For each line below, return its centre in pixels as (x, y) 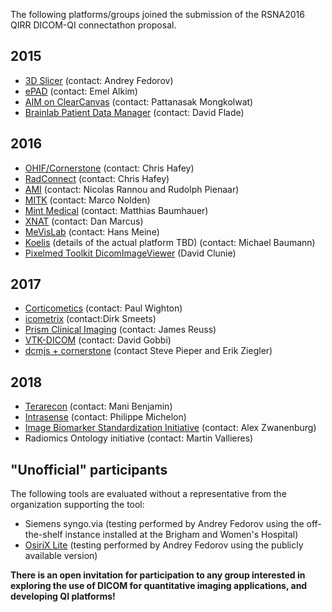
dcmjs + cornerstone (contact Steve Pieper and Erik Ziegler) (148, 351)
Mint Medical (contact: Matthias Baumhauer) (116, 210)
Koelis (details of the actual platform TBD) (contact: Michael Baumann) (170, 242)
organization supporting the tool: (77, 505)
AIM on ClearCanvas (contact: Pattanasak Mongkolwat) (139, 101)
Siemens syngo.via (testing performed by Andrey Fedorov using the (164, 524)
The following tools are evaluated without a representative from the (148, 494)
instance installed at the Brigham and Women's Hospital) (181, 535)
